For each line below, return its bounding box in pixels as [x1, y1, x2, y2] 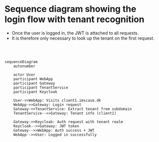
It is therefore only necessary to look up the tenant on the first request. [11, 35, 155, 41]
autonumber [13, 64, 36, 69]
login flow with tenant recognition [4, 14, 145, 25]
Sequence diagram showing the [4, 3, 136, 15]
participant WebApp [13, 76, 53, 81]
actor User [13, 72, 36, 77]
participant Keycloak [13, 89, 57, 94]
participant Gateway [13, 81, 55, 86]
